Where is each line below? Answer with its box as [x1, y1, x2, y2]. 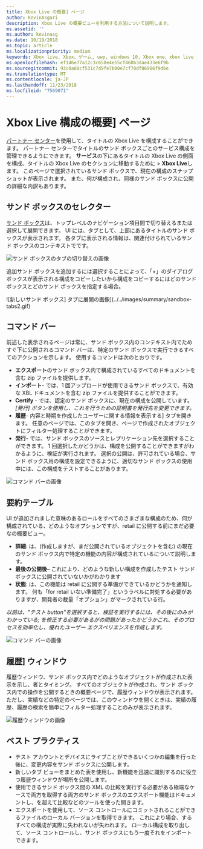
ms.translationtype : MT [6, 71, 66, 77]
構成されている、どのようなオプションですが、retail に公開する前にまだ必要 [6, 522, 195, 530]
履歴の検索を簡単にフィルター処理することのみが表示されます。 [16, 704, 175, 711]
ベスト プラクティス [6, 736, 80, 746]
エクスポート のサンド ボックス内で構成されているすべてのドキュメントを [14, 367, 196, 374]
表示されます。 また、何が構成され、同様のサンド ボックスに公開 [32, 175, 195, 182]
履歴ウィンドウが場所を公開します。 [20, 776, 111, 783]
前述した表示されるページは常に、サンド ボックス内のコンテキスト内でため [6, 339, 193, 346]
